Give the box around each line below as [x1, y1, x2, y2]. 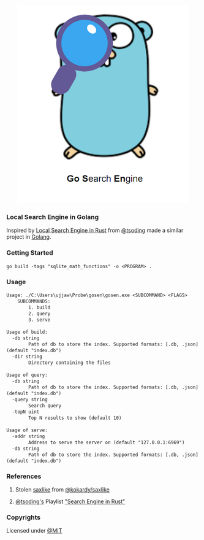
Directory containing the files [28, 360, 111, 366]
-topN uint [12, 409, 40, 415]
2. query [28, 310, 51, 317]
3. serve [28, 317, 51, 323]
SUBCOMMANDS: [17, 298, 51, 304]
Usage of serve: [6, 427, 48, 433]
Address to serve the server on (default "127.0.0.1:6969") [28, 439, 185, 445]
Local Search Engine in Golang [6, 212, 99, 221]
